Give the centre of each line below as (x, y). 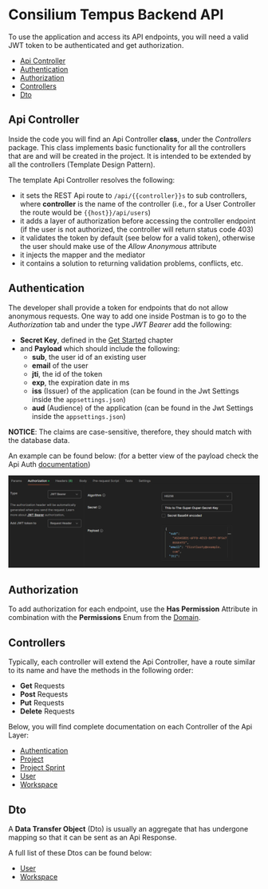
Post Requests (44, 694)
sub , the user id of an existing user (89, 357)
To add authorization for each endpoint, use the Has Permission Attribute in (133, 609)
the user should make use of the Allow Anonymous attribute (118, 246)
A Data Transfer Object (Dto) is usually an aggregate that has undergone (128, 829)
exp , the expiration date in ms (81, 382)
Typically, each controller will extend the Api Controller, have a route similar (132, 662)
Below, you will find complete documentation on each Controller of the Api (130, 727)
